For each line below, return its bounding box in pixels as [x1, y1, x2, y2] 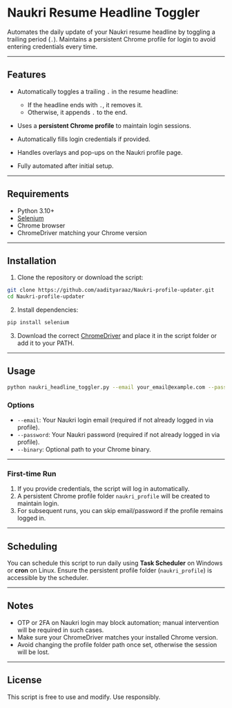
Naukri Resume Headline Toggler [7, 5, 200, 21]
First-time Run [7, 469, 57, 478]
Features [7, 69, 46, 81]
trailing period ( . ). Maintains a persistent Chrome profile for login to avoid [7, 35, 216, 43]
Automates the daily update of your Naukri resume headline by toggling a [7, 28, 215, 36]
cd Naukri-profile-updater [7, 293, 85, 300]
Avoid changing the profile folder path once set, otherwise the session [17, 640, 217, 649]
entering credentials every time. [7, 42, 98, 50]
